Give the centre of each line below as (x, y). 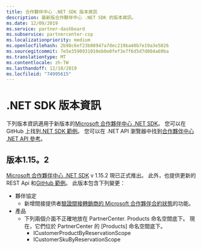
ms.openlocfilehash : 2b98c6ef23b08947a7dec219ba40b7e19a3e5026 (88, 46)
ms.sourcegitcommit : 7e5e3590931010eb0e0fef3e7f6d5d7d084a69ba (88, 51)
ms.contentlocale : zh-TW (37, 62)
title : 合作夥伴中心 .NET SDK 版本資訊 (52, 12)
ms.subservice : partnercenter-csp (50, 35)
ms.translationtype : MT (36, 57)
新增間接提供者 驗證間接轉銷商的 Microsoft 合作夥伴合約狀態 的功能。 (109, 203)
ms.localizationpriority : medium (48, 40)
